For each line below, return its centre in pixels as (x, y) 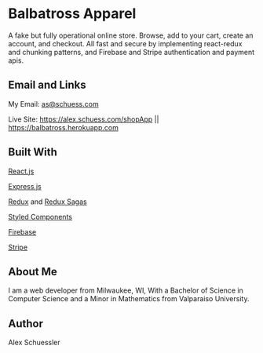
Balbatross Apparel (72, 14)
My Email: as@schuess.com (54, 104)
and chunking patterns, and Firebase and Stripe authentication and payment (131, 52)
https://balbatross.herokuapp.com (64, 127)
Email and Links (47, 85)
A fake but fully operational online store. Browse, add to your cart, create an (131, 35)
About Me (33, 271)
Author (26, 324)
